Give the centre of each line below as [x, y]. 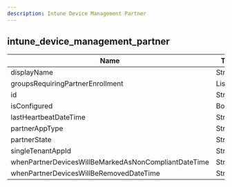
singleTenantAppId [41, 151]
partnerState [31, 140]
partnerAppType [37, 128]
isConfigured [32, 106]
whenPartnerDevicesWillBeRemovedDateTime [85, 173]
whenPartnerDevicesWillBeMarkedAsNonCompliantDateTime [110, 162]
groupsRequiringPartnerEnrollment [67, 83]
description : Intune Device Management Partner [77, 13]
